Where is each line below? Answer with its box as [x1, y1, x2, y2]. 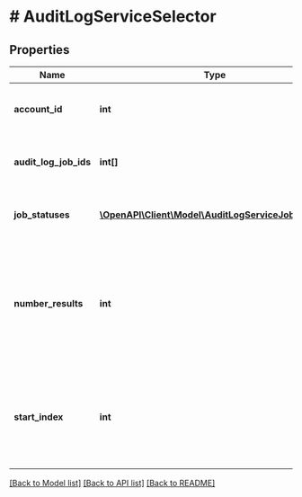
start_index [13, 411, 64, 423]
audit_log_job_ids [13, 155, 92, 168]
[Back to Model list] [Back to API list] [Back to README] [9, 478, 216, 488]
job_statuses [13, 209, 70, 221]
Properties [9, 42, 70, 58]
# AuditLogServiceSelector [9, 6, 218, 27]
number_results [13, 297, 84, 309]
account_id [13, 103, 63, 115]
